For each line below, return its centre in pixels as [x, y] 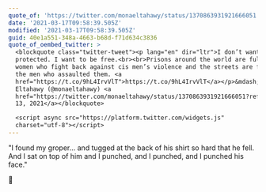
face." [18, 164]
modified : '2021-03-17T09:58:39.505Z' [72, 30]
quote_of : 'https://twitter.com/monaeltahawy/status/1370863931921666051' [134, 15]
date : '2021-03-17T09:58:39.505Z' [65, 23]
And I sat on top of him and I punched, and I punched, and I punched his [126, 156]
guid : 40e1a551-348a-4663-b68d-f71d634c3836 [83, 38]
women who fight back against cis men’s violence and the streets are [134, 67]
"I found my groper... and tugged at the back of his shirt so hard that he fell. [131, 148]
